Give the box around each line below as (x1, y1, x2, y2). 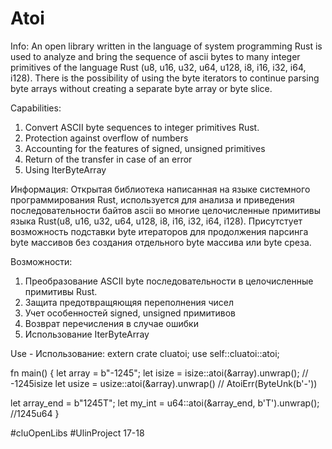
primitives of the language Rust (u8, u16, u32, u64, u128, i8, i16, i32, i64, (10, 61, 307, 73)
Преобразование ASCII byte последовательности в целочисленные (24, 275, 314, 287)
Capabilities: (10, 102, 62, 114)
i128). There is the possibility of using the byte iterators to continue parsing (10, 72, 320, 84)
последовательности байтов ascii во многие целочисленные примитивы (10, 204, 322, 216)
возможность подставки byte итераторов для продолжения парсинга (10, 225, 309, 237)
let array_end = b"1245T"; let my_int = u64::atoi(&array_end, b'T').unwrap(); (10, 397, 320, 409)
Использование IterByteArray (24, 328, 150, 340)
